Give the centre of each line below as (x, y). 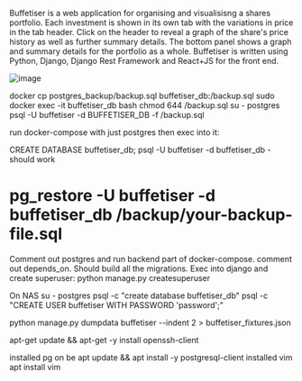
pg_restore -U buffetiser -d (113, 196)
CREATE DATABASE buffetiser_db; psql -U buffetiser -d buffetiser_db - (141, 150)
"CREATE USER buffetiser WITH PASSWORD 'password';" (116, 304)
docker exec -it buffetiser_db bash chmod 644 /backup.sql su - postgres (145, 105)
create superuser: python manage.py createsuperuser (110, 277)
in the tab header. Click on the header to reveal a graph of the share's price (149, 32)
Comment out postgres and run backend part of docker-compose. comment (151, 259)
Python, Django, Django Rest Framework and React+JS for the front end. (144, 61)
